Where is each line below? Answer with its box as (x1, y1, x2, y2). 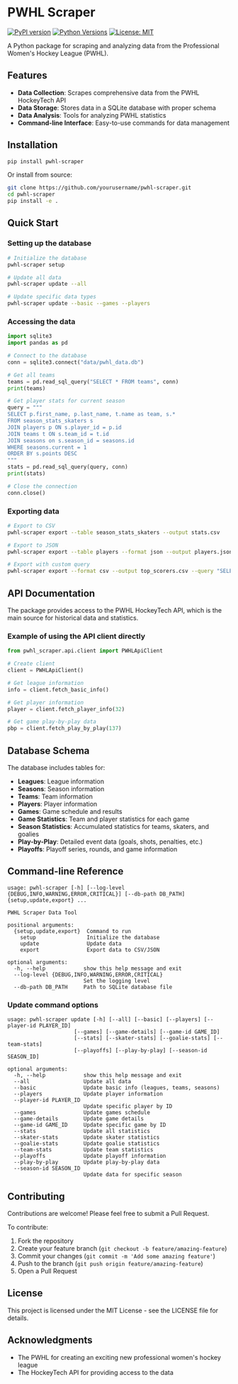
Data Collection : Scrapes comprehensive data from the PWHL (17, 88, 200, 96)
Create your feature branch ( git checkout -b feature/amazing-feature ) (17, 1244, 227, 1252)
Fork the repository (17, 1237, 74, 1245)
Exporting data (7, 506, 59, 516)
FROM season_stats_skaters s (7, 418, 93, 425)
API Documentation (7, 587, 96, 599)
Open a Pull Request (17, 1266, 78, 1275)
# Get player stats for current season (7, 398, 125, 405)
